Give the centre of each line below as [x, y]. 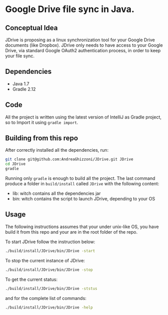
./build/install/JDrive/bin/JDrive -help [49, 307]
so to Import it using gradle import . [42, 122]
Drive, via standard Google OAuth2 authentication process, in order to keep [83, 50]
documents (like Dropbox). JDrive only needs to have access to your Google [84, 45]
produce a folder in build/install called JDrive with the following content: [82, 184]
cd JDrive [16, 164]
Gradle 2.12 [24, 89]
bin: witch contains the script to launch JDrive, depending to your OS [84, 199]
